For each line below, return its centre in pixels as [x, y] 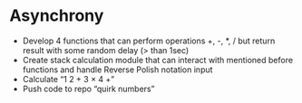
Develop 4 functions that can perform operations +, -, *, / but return [149, 41]
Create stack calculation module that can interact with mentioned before [157, 60]
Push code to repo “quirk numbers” [88, 89]
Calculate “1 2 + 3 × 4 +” [68, 79]
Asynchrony [57, 16]
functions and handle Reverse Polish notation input [117, 70]
